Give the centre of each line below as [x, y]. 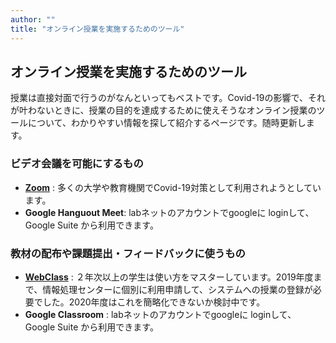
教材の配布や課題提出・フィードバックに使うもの [128, 253]
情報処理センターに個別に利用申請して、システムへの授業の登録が [177, 289]
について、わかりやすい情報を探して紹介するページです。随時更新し [167, 123]
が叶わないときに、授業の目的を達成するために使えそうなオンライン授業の [163, 110]
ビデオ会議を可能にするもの [77, 164]
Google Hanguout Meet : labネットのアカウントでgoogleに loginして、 [169, 212]
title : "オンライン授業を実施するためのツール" [97, 29]
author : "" [33, 19]
